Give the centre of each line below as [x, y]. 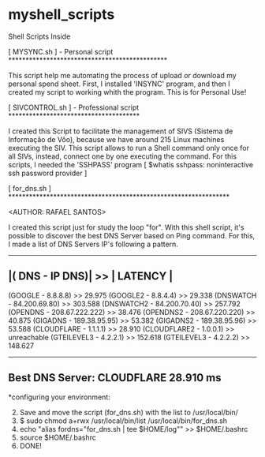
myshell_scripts [62, 15]
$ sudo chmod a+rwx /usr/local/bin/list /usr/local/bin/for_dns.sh [123, 421]
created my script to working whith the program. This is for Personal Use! [127, 92]
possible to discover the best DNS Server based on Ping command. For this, [132, 235]
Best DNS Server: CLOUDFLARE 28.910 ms [115, 378]
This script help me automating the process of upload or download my [122, 75]
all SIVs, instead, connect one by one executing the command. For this [123, 156]
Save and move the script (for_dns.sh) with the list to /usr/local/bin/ [129, 412]
